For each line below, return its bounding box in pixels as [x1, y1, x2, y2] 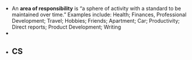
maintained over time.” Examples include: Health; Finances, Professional [11, 11, 187, 18]
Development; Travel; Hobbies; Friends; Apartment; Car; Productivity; [11, 17, 180, 24]
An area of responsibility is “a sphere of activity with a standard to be [11, 5, 181, 12]
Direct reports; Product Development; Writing [11, 23, 122, 30]
